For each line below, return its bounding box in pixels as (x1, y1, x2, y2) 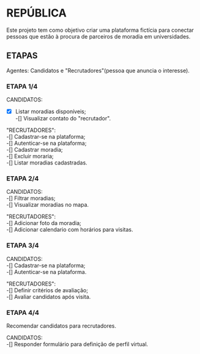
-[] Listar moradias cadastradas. (6, 159, 87, 166)
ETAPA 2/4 (6, 174, 39, 183)
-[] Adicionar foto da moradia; (6, 219, 81, 227)
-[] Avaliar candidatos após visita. (6, 293, 91, 300)
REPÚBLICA (6, 6, 67, 20)
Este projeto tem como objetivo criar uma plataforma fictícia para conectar (6, 26, 194, 34)
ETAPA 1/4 (6, 82, 38, 90)
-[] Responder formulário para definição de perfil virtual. (6, 341, 149, 348)
